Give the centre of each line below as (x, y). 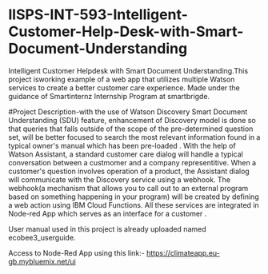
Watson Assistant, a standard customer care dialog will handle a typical (126, 154)
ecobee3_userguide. (42, 237)
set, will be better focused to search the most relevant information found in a (134, 137)
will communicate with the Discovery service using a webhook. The (119, 179)
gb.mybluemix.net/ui (42, 261)
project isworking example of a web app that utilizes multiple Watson (122, 79)
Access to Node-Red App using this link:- (77, 252)
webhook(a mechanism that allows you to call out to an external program (128, 188)
